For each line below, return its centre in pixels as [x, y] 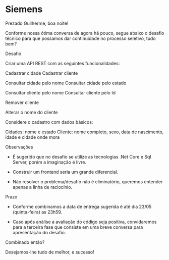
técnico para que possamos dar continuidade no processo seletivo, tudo [80, 38]
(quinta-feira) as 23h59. [37, 212]
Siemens [24, 9]
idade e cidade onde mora [33, 137]
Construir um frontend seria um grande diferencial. [65, 172]
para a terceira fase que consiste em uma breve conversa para [78, 227]
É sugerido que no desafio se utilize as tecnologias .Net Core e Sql [82, 157]
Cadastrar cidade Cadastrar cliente [42, 73]
